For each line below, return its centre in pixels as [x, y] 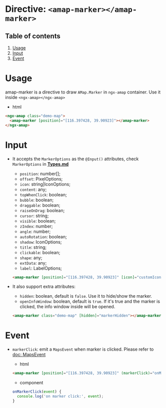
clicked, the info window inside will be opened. [67, 307]
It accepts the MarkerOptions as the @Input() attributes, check [75, 159]
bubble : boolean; [36, 200]
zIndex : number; [36, 226]
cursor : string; [34, 216]
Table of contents [33, 36]
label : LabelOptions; [41, 268]
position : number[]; [40, 174]
